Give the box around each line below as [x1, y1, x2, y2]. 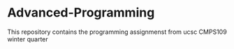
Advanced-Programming [7, 5, 155, 21]
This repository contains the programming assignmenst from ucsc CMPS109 [7, 28, 227, 36]
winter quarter [7, 35, 49, 43]
